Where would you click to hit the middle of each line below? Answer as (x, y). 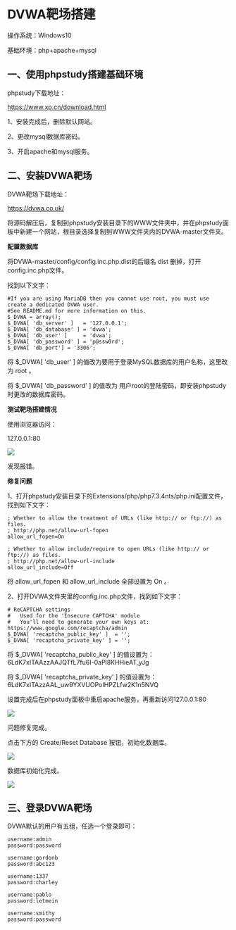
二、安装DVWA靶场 (50, 176)
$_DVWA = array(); (34, 317)
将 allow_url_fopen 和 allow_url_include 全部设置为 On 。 (89, 581)
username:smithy (31, 913)
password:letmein (33, 901)
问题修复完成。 (29, 727)
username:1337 (28, 876)
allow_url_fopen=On (36, 536)
